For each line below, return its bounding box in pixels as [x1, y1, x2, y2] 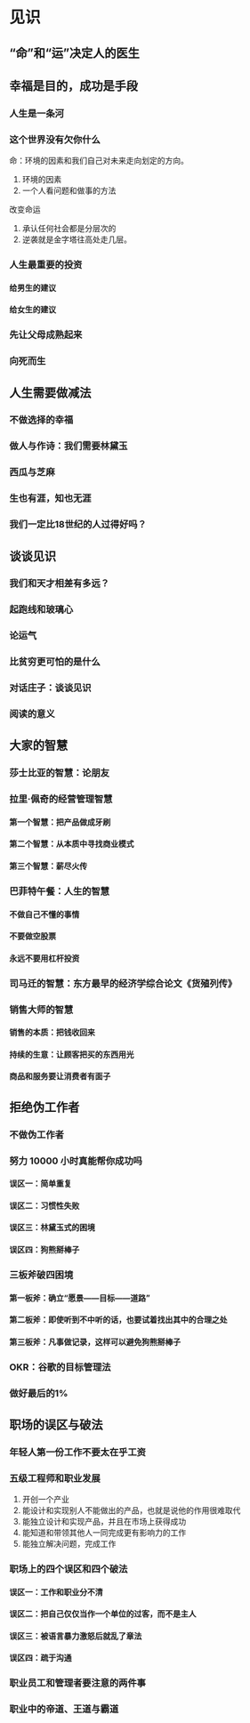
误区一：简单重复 [9, 1179, 72, 1189]
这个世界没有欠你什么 [9, 133, 101, 146]
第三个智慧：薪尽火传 [9, 861, 87, 872]
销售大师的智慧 [9, 1003, 74, 1016]
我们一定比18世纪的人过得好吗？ [9, 519, 147, 531]
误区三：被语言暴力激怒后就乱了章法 [9, 1630, 142, 1641]
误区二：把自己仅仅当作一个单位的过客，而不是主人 [9, 1608, 197, 1619]
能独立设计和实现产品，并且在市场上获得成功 [21, 1517, 187, 1527]
